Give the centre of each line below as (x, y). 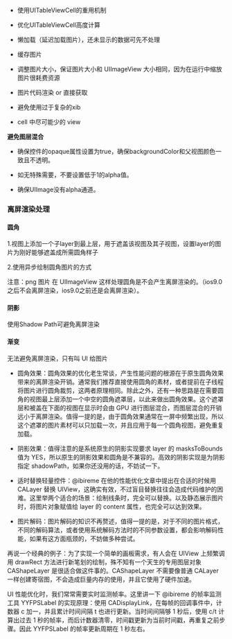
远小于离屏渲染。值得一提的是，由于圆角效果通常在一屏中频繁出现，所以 (120, 416)
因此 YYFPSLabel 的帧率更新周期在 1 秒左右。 (84, 629)
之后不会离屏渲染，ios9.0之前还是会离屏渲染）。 (75, 290)
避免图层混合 (25, 137)
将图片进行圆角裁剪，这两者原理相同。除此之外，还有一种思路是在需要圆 (120, 390)
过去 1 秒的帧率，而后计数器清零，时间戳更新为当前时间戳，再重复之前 (119, 620)
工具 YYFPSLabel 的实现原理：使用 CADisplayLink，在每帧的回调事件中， (112, 602)
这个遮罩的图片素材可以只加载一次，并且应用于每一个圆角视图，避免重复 (120, 425)
